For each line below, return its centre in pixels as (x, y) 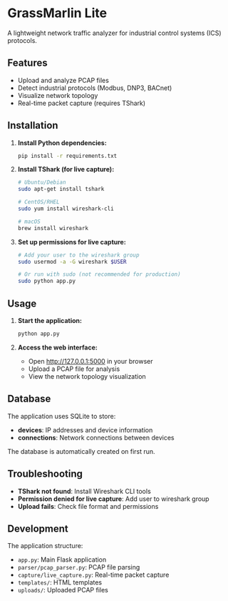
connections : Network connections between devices (96, 437)
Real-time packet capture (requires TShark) (82, 103)
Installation (33, 125)
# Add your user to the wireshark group (78, 255)
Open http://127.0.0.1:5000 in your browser (90, 361)
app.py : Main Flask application (62, 560)
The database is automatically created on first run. (81, 451)
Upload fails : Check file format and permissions (88, 506)
